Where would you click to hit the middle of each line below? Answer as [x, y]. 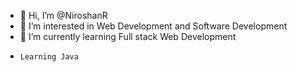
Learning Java [49, 57]
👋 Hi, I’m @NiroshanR [63, 15]
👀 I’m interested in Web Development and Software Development [153, 26]
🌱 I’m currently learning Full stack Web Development [128, 36]
